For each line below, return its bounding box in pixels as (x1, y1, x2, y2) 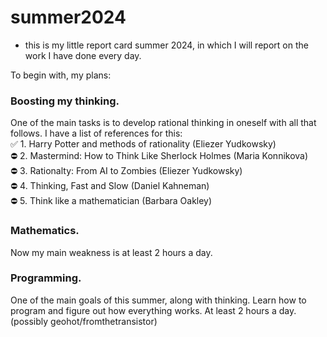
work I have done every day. (24, 49, 142, 61)
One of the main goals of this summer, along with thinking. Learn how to (10, 294, 307, 306)
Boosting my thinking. (10, 94, 120, 108)
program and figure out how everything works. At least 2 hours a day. (10, 304, 297, 316)
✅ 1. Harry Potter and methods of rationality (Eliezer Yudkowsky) (10, 138, 277, 150)
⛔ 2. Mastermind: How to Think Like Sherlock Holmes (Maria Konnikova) (10, 150, 309, 162)
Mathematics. (10, 224, 80, 238)
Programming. (10, 271, 82, 285)
